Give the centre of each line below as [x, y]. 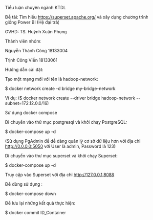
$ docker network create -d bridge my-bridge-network [60, 88]
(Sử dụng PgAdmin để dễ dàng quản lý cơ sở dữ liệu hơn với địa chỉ [73, 141]
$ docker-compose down [31, 194]
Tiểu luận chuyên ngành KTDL [35, 8]
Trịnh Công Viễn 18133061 [31, 60]
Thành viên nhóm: [23, 41]
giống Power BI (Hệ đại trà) [32, 22]
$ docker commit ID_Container [36, 212]
